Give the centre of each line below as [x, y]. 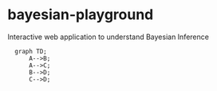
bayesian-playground [81, 15]
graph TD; [31, 51]
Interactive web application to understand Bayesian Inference [108, 37]
